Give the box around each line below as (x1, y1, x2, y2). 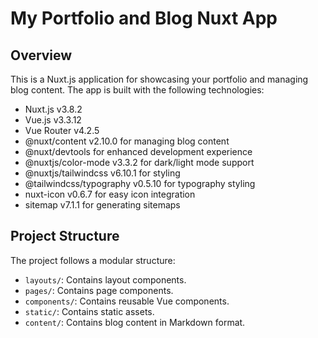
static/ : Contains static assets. (24, 305, 155, 317)
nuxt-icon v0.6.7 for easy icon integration (24, 188, 196, 200)
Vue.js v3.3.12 (24, 114, 82, 126)
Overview (10, 47, 73, 64)
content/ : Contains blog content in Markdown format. (24, 316, 246, 328)
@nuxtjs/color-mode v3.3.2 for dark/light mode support (24, 157, 255, 168)
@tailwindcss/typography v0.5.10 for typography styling (24, 178, 256, 189)
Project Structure (10, 228, 120, 245)
